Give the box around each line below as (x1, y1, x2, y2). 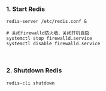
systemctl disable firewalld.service (6, 41, 101, 47)
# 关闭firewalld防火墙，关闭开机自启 (6, 30, 90, 36)
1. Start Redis (6, 5, 46, 13)
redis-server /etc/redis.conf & (6, 19, 87, 25)
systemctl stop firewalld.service (6, 36, 93, 42)
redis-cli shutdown (6, 80, 55, 86)
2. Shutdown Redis (6, 66, 62, 75)
